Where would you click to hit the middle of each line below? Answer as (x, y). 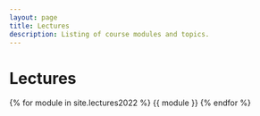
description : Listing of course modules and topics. (109, 34)
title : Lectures (39, 26)
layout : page (34, 17)
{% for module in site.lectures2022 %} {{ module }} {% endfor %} (130, 103)
